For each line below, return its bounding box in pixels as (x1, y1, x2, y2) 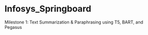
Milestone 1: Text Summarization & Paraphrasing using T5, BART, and (4, 19, 143, 25)
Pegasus (4, 24, 22, 30)
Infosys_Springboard (4, 3, 92, 14)
